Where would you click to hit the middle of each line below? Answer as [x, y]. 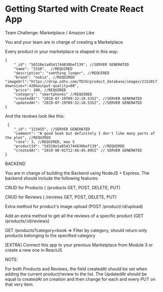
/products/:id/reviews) [27, 221]
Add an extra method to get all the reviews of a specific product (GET [74, 216]
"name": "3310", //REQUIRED [43, 69]
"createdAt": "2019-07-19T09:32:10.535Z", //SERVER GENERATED [78, 98]
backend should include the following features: [52, 178]
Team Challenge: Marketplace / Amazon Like [50, 32]
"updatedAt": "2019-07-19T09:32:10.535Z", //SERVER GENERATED [78, 103]
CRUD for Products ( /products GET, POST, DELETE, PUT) [63, 187]
